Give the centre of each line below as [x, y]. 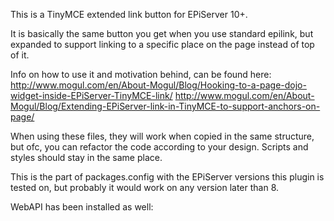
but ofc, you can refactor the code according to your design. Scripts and [159, 147]
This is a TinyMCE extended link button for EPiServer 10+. [129, 14]
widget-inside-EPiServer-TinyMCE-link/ [91, 95]
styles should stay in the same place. [86, 157]
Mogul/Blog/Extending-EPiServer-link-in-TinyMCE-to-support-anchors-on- [165, 106]
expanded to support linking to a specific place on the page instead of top [162, 44]
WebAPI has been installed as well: [82, 207]
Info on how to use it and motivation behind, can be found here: [141, 74]
